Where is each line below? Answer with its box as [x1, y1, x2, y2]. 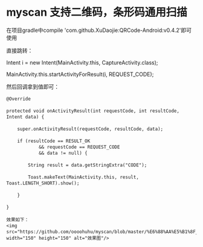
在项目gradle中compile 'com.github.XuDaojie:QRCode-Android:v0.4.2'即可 [6, 27, 192, 34]
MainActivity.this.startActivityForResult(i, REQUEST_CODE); [6, 70, 154, 78]
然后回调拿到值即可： [6, 83, 59, 90]
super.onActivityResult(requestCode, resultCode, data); [17, 126, 164, 132]
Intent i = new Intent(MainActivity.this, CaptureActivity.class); [6, 58, 158, 66]
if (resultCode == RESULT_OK [17, 138, 91, 144]
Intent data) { [6, 114, 45, 120]
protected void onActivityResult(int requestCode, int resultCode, [6, 108, 180, 114]
